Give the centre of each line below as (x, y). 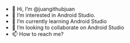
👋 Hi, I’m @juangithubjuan (43, 9)
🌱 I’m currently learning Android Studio (59, 21)
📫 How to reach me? (38, 34)
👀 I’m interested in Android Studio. (53, 15)
